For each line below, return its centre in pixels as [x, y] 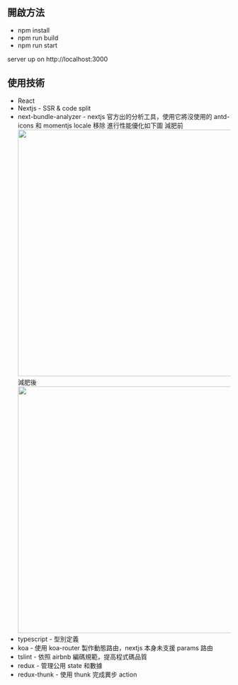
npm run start [38, 45]
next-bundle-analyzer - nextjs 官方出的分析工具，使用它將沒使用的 [115, 116]
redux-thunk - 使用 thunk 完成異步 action [77, 674]
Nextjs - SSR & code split [54, 108]
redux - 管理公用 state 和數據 [60, 665]
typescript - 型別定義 [48, 639]
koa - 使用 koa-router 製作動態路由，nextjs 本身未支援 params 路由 [115, 647]
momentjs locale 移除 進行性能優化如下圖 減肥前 [114, 125]
